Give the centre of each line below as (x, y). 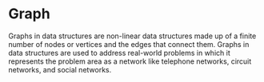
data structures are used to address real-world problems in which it (119, 53)
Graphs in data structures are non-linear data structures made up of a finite (132, 36)
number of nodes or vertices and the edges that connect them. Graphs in (129, 44)
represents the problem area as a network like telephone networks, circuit (130, 61)
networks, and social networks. (60, 69)
